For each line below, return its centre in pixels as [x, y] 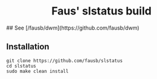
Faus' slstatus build [101, 11]
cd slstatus [21, 66]
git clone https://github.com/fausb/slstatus [64, 61]
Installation [28, 47]
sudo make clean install [37, 71]
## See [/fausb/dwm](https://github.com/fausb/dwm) [73, 28]
